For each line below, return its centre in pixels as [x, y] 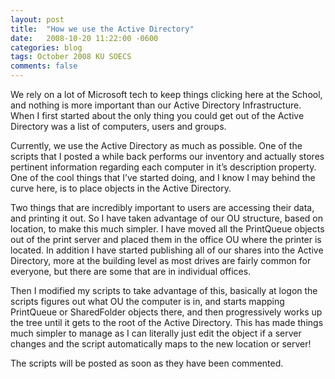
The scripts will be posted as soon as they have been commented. [147, 363]
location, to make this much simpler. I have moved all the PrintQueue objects [167, 229]
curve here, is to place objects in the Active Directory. [121, 188]
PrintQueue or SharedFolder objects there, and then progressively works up [166, 312]
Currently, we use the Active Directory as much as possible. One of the [156, 145]
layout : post [37, 19]
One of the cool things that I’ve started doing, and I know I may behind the [163, 177]
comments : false [44, 66]
